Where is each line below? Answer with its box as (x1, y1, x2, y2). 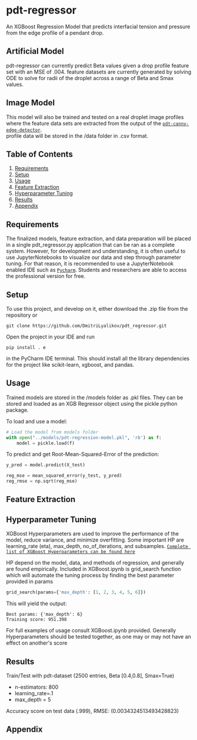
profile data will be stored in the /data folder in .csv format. (6, 132, 149, 139)
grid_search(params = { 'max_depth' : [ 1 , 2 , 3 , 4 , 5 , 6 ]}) (6, 589, 146, 595)
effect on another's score (6, 639, 68, 646)
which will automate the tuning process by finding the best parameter (6, 572, 175, 579)
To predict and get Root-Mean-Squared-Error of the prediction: (6, 451, 159, 458)
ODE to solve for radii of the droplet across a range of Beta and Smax (6, 74, 174, 81)
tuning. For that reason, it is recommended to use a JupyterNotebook (6, 260, 174, 267)
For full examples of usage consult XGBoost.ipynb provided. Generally (6, 627, 176, 634)
